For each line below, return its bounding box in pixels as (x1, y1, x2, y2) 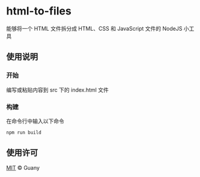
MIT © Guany (6, 164, 40, 171)
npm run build (6, 129, 42, 135)
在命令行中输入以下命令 (6, 117, 64, 125)
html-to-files (6, 4, 72, 18)
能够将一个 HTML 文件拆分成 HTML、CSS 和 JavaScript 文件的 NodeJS (6, 25, 183, 32)
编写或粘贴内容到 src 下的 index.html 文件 (6, 86, 109, 93)
